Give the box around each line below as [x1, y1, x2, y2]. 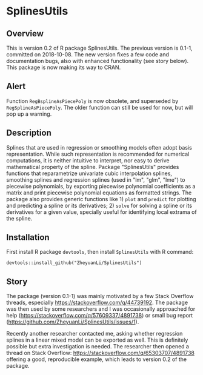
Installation [6, 232, 50, 243]
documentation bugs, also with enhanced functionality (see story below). [6, 58, 189, 64]
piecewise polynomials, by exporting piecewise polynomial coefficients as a [6, 182, 196, 190]
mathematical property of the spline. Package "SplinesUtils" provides [6, 163, 179, 170]
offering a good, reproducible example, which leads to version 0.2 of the [6, 356, 187, 363]
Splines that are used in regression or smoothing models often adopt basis [6, 144, 192, 151]
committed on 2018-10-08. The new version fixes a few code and [6, 51, 170, 58]
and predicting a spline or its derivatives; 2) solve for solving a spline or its [6, 202, 193, 209]
